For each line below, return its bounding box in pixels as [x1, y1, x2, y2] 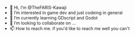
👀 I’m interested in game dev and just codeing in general [9, 10, 123, 16]
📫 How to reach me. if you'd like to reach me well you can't [9, 26, 130, 31]
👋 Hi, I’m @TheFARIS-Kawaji [9, 5, 67, 10]
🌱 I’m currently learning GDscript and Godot [9, 15, 98, 20]
